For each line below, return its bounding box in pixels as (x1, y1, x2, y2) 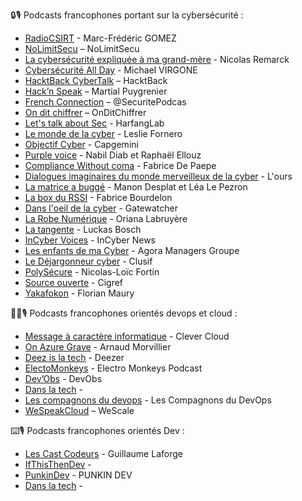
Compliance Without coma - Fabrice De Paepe (24, 160, 217, 171)
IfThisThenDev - (24, 459, 92, 470)
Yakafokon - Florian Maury (24, 287, 135, 299)
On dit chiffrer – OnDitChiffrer (24, 107, 147, 118)
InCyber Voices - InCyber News (24, 234, 156, 246)
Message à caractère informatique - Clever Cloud (24, 330, 230, 342)
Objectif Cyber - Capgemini (24, 139, 139, 150)
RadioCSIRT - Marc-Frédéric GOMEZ (24, 32, 177, 44)
